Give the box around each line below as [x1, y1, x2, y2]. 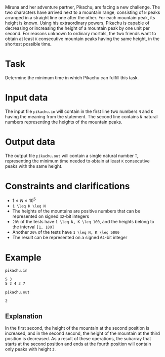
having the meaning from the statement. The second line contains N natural [5, 113, 158, 119]
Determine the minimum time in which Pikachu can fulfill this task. [5, 74, 139, 81]
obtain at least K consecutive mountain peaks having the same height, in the [5, 36, 160, 42]
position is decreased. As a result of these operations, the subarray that [5, 336, 151, 342]
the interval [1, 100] [12, 224, 54, 230]
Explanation [5, 312, 43, 320]
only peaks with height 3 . [5, 346, 56, 352]
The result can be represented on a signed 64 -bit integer [12, 235, 127, 241]
